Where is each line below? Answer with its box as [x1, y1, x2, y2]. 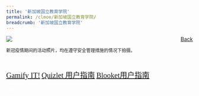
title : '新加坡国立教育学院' [6, 8, 70, 15]
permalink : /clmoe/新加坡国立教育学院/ [6, 14, 97, 20]
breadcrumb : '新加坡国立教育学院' [6, 19, 84, 25]
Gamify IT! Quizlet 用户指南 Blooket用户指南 [6, 71, 150, 80]
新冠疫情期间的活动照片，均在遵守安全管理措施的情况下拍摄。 [6, 48, 136, 54]
